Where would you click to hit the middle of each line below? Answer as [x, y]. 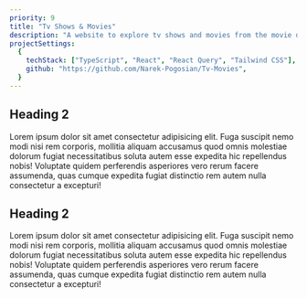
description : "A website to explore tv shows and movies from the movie [151, 35]
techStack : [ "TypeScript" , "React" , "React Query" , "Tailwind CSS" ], [161, 60]
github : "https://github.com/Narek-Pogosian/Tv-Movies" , [137, 69]
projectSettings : [42, 43]
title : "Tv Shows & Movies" [63, 27]
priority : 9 [32, 18]
